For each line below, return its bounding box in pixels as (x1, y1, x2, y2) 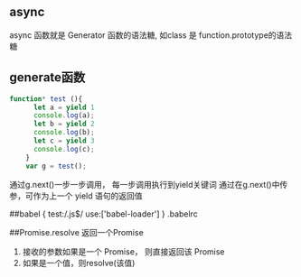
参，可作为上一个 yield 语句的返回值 (9, 190, 143, 201)
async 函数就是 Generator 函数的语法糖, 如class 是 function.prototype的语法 (9, 29, 293, 41)
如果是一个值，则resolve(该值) (22, 257, 136, 268)
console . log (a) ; (33, 111, 95, 120)
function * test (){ (9, 94, 83, 104)
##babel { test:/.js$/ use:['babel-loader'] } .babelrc (9, 208, 199, 219)
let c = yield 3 (33, 136, 95, 145)
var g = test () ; (25, 162, 88, 171)
